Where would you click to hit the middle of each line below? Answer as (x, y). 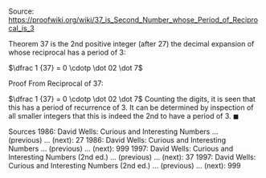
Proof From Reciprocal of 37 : (56, 83)
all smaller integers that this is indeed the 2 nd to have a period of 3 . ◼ (124, 116)
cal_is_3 (21, 28)
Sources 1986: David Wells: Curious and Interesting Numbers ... (113, 131)
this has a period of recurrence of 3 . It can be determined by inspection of (131, 107)
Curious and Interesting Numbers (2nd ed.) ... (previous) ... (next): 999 (125, 166)
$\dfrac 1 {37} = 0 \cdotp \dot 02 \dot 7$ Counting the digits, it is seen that (132, 99)
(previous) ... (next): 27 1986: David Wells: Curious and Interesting (117, 140)
